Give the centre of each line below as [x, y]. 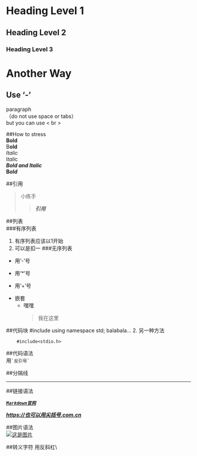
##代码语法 [20, 353]
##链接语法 [20, 391]
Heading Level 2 [36, 33]
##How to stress [26, 134]
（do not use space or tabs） [41, 116]
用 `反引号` [18, 360]
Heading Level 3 [30, 49]
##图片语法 [20, 427]
